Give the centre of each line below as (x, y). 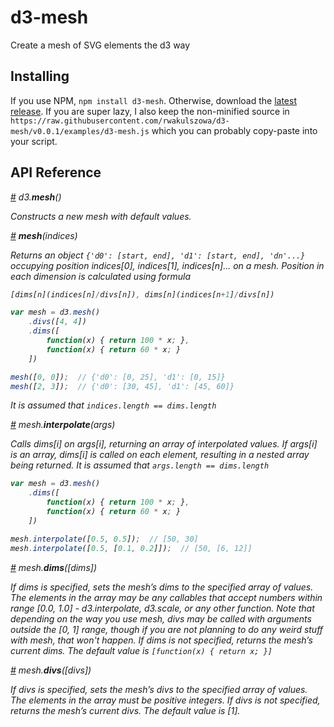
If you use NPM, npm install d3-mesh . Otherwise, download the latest (153, 100)
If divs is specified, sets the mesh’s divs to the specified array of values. (159, 689)
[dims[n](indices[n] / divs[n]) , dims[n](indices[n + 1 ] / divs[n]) (142, 294)
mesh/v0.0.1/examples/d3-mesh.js (80, 131)
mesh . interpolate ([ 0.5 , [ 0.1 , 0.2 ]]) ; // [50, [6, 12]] (131, 548)
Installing (40, 76)
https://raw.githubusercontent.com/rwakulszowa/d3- (120, 121)
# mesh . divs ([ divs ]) (51, 670)
